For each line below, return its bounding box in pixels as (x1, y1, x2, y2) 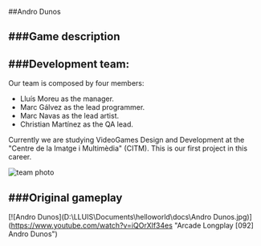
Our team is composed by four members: (8, 79, 145, 88)
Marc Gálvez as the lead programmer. (19, 103, 145, 112)
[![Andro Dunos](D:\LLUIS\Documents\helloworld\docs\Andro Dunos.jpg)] (8, 212, 253, 222)
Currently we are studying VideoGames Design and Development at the (8, 135, 245, 145)
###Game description (8, 30, 120, 43)
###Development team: (8, 57, 130, 71)
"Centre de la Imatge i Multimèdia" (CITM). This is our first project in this (8, 143, 247, 153)
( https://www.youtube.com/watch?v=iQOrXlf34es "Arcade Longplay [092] (8, 220, 255, 231)
